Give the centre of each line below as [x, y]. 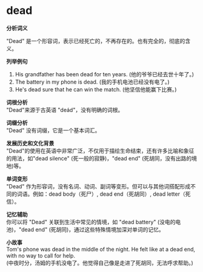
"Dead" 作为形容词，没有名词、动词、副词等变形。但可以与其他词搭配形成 [98, 186]
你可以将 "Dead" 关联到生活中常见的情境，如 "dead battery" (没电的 [91, 222]
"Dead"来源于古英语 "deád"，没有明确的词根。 [65, 110]
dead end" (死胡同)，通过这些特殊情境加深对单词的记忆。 [93, 229]
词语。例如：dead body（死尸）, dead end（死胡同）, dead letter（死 [104, 194]
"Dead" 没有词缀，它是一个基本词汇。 [53, 130]
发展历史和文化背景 [30, 143]
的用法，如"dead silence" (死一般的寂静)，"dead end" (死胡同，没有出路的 [99, 158]
